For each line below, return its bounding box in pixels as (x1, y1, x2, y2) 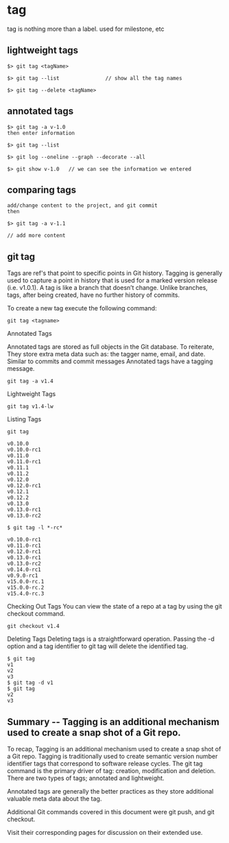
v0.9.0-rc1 (7, 572, 38, 579)
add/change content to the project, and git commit (7, 202, 158, 209)
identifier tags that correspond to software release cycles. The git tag (7, 759, 204, 768)
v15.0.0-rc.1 (7, 578, 45, 585)
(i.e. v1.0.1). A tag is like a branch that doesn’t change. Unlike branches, (7, 284, 208, 292)
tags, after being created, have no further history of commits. (7, 291, 180, 300)
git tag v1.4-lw (7, 403, 53, 410)
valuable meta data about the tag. (7, 794, 102, 803)
